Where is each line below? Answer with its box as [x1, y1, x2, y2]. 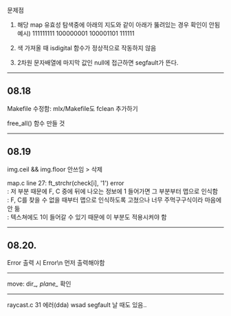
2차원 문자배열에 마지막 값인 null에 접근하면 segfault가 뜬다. [16, 59, 179, 67]
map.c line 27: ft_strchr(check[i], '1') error [7, 178, 125, 187]
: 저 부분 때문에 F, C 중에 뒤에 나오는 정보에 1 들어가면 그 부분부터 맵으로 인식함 [7, 187, 219, 195]
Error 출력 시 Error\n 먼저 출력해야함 [7, 259, 105, 267]
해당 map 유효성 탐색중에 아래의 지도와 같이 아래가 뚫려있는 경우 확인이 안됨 [16, 21, 221, 29]
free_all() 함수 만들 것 [7, 119, 65, 127]
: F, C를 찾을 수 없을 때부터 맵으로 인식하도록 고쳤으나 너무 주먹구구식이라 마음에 [7, 196, 222, 204]
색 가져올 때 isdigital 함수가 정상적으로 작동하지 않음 [16, 44, 157, 52]
